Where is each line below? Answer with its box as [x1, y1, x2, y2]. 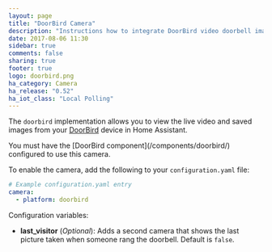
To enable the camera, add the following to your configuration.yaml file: [8, 165, 249, 174]
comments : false [8, 49, 63, 57]
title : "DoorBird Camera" [8, 19, 96, 27]
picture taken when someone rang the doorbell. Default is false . [19, 234, 235, 244]
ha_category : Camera [8, 79, 79, 87]
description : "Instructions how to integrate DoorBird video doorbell [8, 27, 252, 35]
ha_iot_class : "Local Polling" [8, 94, 114, 103]
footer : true [8, 65, 53, 73]
